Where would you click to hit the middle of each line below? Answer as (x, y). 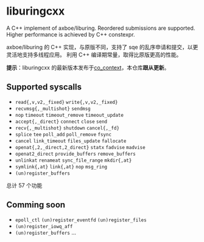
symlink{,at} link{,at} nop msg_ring (61, 167)
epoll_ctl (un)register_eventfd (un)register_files (81, 220)
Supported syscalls (44, 87)
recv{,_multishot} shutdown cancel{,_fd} (67, 128)
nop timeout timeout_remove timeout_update (69, 115)
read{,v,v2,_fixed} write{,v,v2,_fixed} (66, 102)
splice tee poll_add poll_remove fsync (63, 134)
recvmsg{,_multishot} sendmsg (53, 109)
